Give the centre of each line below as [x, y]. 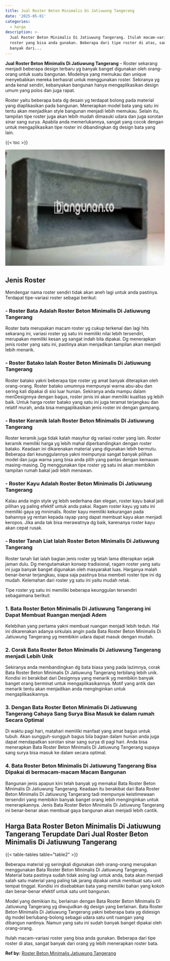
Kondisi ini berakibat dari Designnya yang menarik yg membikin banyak [80, 678]
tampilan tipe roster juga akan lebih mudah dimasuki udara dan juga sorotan [84, 116]
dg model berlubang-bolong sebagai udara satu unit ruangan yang [75, 917]
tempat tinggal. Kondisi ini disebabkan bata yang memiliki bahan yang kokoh [85, 886]
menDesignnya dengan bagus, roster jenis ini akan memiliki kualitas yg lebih [84, 397]
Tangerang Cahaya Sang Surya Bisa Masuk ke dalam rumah [80, 714]
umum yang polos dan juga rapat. [40, 90]
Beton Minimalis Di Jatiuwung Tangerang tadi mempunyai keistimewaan [80, 794]
